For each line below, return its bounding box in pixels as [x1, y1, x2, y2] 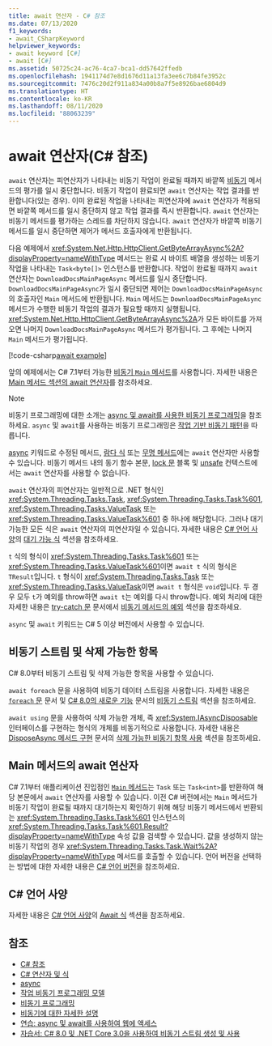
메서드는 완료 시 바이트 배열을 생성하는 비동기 [117, 253, 260, 263]
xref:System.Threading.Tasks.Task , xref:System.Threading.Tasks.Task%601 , [8, 494, 263, 504]
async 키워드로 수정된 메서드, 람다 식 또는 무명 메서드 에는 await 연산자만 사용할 [8, 447, 261, 457]
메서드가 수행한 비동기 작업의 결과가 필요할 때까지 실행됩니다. [8, 304, 201, 313]
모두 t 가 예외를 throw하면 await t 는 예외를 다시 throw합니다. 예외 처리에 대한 [16, 592, 263, 602]
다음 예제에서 [8, 243, 50, 253]
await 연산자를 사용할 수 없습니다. [23, 467, 130, 478]
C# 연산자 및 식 [19, 969, 70, 980]
